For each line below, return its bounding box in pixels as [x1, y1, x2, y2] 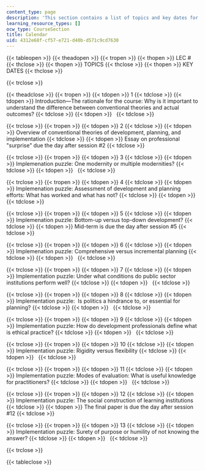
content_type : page [6, 9, 56, 15]
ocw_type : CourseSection [6, 26, 70, 32]
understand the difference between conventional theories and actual [6, 104, 179, 111]
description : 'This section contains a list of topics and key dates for [6, 15, 199, 21]
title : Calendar [6, 32, 48, 38]
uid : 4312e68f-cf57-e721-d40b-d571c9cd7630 [6, 37, 119, 43]
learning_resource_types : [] [6, 20, 81, 26]
